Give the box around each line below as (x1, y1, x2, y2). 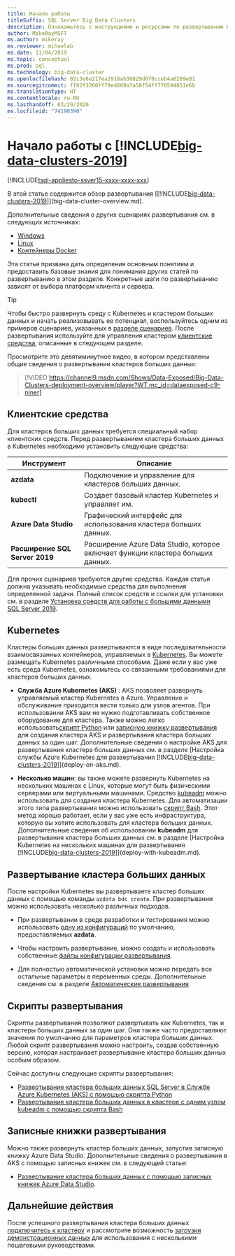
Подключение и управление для (83, 470, 195, 479)
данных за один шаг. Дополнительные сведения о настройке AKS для (17, 738, 227, 746)
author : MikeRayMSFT (7, 29, 68, 37)
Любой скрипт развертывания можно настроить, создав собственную (7, 1041, 219, 1049)
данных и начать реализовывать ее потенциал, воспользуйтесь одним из (7, 316, 228, 325)
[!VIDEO (24, 373, 48, 382)
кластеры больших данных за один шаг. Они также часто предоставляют (7, 1025, 227, 1034)
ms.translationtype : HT (7, 88, 77, 95)
